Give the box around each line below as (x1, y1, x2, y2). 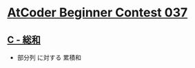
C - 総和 (7, 34, 41, 45)
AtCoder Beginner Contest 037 (7, 5, 188, 21)
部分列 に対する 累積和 (17, 54, 81, 61)
